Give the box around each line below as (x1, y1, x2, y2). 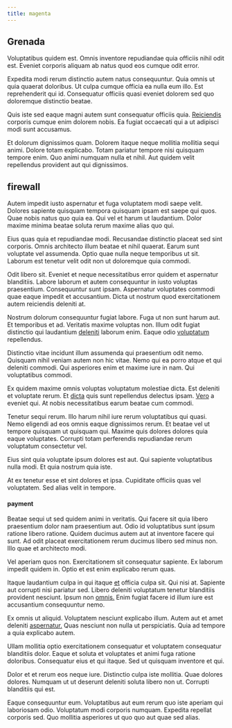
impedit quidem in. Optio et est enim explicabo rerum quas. (7, 565, 176, 573)
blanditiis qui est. (7, 685, 56, 693)
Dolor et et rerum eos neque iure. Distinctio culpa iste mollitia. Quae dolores (7, 670, 223, 679)
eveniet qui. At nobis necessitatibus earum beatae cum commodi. (7, 399, 194, 408)
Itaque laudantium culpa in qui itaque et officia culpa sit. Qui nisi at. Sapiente (7, 578, 225, 587)
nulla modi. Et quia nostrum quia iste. (7, 462, 113, 471)
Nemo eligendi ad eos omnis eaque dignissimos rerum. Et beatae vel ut (7, 420, 210, 428)
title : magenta (7, 10, 51, 17)
